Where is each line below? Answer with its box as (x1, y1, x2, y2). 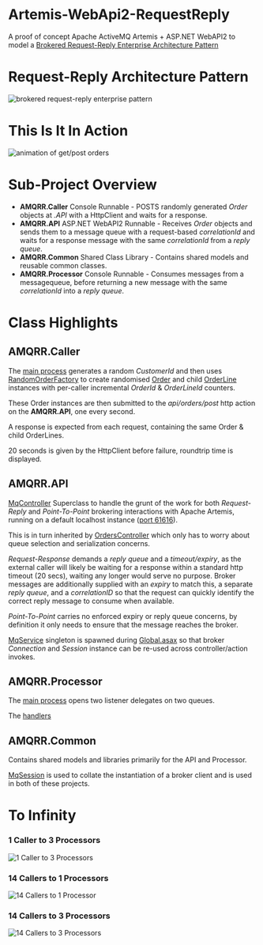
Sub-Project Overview (8, 176, 158, 193)
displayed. (8, 454, 42, 464)
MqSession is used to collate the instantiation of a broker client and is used (8, 770, 253, 780)
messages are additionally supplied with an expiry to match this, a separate (8, 579, 254, 589)
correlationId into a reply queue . (19, 286, 125, 295)
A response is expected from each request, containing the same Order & (8, 422, 244, 431)
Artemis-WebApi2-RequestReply (8, 6, 231, 24)
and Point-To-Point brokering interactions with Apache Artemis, (28, 507, 235, 516)
